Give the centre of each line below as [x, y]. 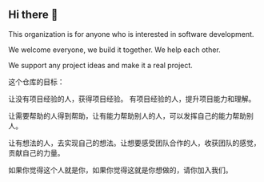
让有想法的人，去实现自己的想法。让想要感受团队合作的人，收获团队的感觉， [134, 143]
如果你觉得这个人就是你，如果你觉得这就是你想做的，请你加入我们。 [120, 170]
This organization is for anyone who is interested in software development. [131, 34]
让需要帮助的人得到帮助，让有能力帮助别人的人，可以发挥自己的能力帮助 [127, 115]
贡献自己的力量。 [36, 152]
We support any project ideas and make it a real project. [101, 65]
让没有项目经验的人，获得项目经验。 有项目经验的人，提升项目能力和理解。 [132, 99]
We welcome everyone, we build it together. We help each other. [115, 50]
